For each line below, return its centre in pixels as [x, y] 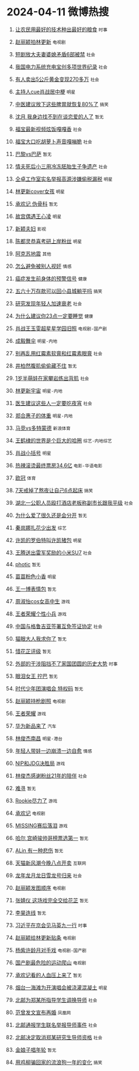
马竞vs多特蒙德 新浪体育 [43, 428]
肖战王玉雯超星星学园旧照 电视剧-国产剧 [61, 328]
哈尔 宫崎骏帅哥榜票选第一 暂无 [52, 838]
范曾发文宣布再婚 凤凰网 [43, 1012]
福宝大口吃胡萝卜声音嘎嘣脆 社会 [53, 141]
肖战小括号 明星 [33, 453]
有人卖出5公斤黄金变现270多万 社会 [57, 79]
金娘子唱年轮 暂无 [36, 1049]
